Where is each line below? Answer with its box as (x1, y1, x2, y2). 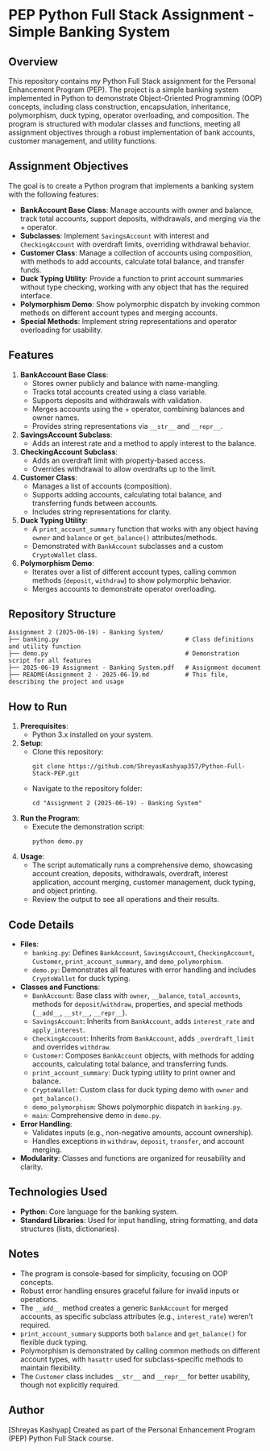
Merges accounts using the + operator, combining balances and (31, 404, 245, 414)
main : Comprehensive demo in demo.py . (31, 1111, 162, 1120)
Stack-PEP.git (31, 770, 80, 778)
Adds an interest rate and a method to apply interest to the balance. (31, 438, 256, 448)
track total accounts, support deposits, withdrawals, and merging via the (19, 214, 261, 223)
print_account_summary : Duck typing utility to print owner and (31, 1068, 235, 1078)
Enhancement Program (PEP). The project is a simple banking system (8, 85, 239, 94)
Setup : (19, 738, 44, 748)
